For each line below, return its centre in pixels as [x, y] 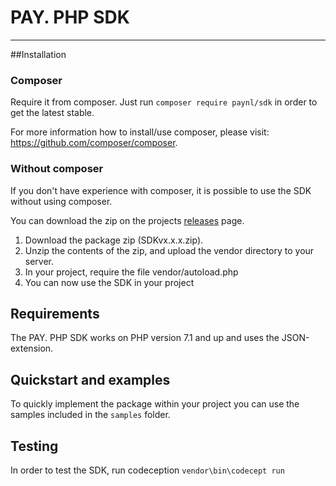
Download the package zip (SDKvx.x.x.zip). [114, 240]
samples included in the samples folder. [90, 415]
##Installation [38, 54]
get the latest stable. [52, 113]
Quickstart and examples [90, 379]
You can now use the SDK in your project [109, 282]
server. [39, 261]
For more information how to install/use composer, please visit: [140, 132]
